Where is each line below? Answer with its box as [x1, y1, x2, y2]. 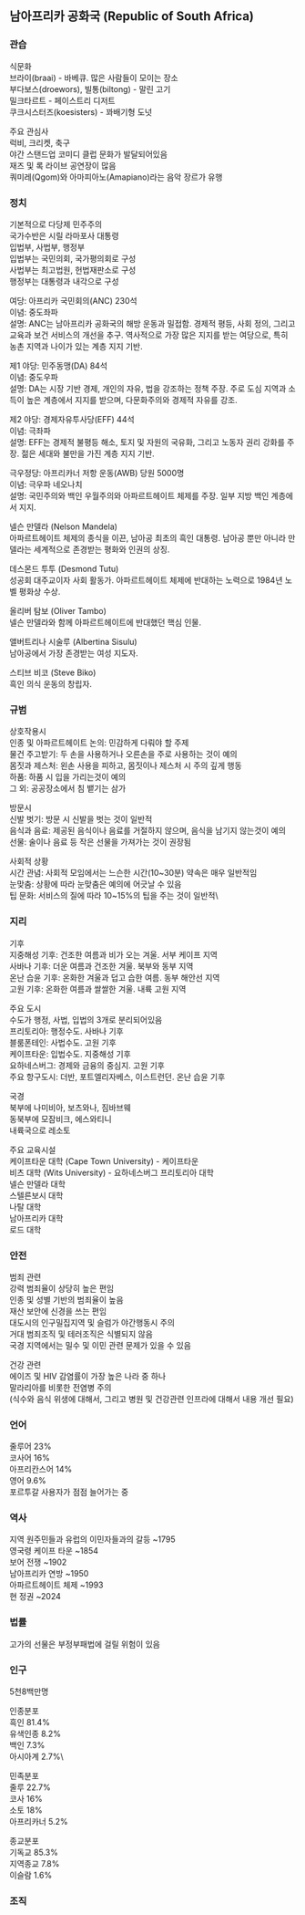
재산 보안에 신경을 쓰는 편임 [9, 1306, 107, 1317]
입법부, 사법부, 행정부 [9, 241, 85, 253]
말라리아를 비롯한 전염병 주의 [9, 1381, 112, 1393]
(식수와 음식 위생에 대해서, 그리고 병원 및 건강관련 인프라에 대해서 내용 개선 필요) [9, 1393, 294, 1404]
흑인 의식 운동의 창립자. [9, 678, 93, 689]
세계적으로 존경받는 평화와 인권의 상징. [33, 544, 170, 555]
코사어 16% [9, 1452, 50, 1463]
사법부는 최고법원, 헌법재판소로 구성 [9, 264, 137, 276]
